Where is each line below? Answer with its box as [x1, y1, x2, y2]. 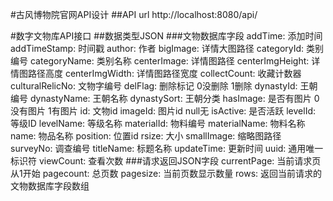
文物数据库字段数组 [10, 180, 90, 192]
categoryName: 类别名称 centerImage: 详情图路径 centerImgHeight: [29, 55, 310, 67]
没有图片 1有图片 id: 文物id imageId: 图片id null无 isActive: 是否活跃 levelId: [10, 105, 317, 117]
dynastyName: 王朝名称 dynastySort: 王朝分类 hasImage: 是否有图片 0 [29, 93, 320, 104]
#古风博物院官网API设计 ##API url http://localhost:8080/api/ [10, 9, 258, 20]
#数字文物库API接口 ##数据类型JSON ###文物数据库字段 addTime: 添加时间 [10, 30, 323, 42]
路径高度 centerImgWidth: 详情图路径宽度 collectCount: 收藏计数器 [27, 68, 302, 79]
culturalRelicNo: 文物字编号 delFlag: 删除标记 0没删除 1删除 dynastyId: [10, 80, 298, 92]
